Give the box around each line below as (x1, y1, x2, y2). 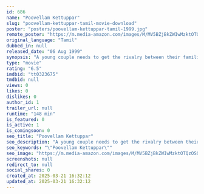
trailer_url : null (6, 105, 53, 111)
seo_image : (6, 150, 34, 156)
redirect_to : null (6, 162, 53, 168)
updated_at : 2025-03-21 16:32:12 (6, 179, 91, 185)
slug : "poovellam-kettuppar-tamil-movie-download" (6, 20, 137, 26)
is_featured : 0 (6, 116, 45, 122)
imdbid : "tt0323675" (6, 71, 59, 77)
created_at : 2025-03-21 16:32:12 (6, 173, 91, 179)
